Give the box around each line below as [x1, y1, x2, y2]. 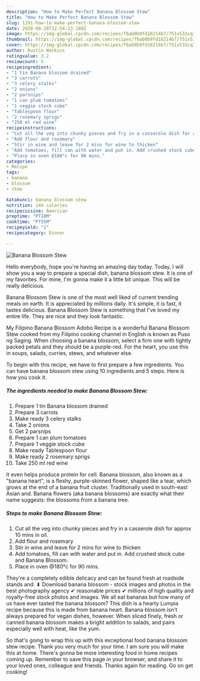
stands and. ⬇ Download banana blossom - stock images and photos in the [6, 580, 191, 587]
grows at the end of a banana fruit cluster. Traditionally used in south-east [6, 483, 188, 490]
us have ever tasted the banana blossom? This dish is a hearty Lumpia [6, 599, 179, 607]
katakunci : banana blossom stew [6, 197, 86, 203]
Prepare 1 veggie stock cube [14, 440, 85, 447]
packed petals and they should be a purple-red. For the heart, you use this [6, 343, 189, 350]
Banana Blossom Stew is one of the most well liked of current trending [6, 293, 179, 301]
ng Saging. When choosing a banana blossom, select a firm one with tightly [6, 337, 192, 344]
